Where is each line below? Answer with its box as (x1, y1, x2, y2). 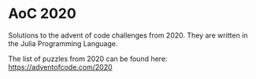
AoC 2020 (8, 5, 76, 23)
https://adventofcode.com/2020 (8, 62, 113, 71)
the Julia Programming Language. (8, 38, 118, 48)
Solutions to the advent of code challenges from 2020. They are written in (8, 31, 248, 40)
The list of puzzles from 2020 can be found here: (8, 54, 168, 63)
